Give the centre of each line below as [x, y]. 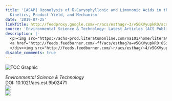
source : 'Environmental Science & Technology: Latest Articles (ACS [80, 29]
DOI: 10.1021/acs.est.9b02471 [36, 83]
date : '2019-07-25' [26, 19]
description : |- [23, 34]
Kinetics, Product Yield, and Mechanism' [55, 15]
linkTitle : [17, 24]
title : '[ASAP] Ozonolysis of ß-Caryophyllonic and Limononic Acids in [83, 10]
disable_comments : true [31, 53]
